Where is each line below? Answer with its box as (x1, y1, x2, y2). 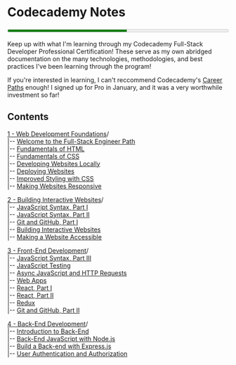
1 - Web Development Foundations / (7, 129, 110, 138)
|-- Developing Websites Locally (7, 159, 100, 168)
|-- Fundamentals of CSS (7, 152, 79, 160)
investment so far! (7, 91, 60, 99)
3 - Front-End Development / (7, 246, 89, 255)
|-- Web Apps (7, 276, 47, 284)
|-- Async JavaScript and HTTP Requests (7, 268, 127, 277)
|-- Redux (7, 298, 35, 307)
